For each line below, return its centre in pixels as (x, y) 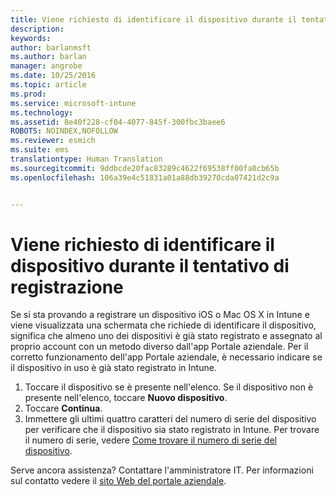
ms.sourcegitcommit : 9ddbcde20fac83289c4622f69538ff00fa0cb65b (145, 168)
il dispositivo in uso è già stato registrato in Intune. (113, 368)
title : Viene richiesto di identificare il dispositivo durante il (154, 19)
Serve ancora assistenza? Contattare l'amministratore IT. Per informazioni (162, 470)
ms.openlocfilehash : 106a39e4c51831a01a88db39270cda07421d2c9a (145, 177)
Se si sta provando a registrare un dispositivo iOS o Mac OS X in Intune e (160, 315)
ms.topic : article (48, 85)
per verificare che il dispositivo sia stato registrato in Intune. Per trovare (172, 430)
